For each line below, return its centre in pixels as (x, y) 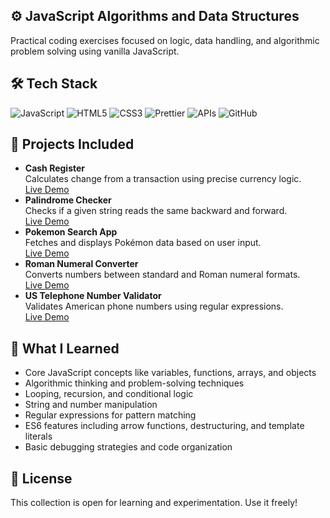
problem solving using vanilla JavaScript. (95, 51)
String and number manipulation (91, 405)
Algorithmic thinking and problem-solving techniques (134, 383)
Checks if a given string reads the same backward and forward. (156, 211)
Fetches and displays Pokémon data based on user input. (143, 243)
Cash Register (55, 168)
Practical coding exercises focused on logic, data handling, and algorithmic (165, 40)
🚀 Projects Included (72, 144)
